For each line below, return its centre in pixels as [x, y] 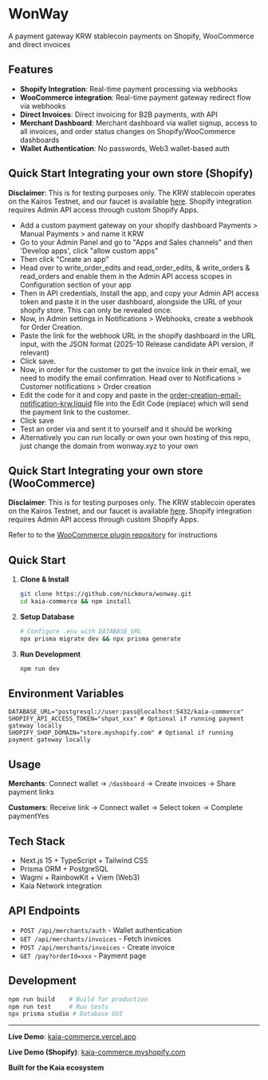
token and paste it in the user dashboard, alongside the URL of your [131, 301]
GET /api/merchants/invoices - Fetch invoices [95, 939]
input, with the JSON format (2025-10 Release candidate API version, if [136, 343]
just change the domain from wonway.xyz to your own [109, 446]
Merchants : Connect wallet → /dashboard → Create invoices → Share [122, 784]
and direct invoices [39, 44]
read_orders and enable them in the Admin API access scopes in [126, 276]
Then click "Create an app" [64, 259]
